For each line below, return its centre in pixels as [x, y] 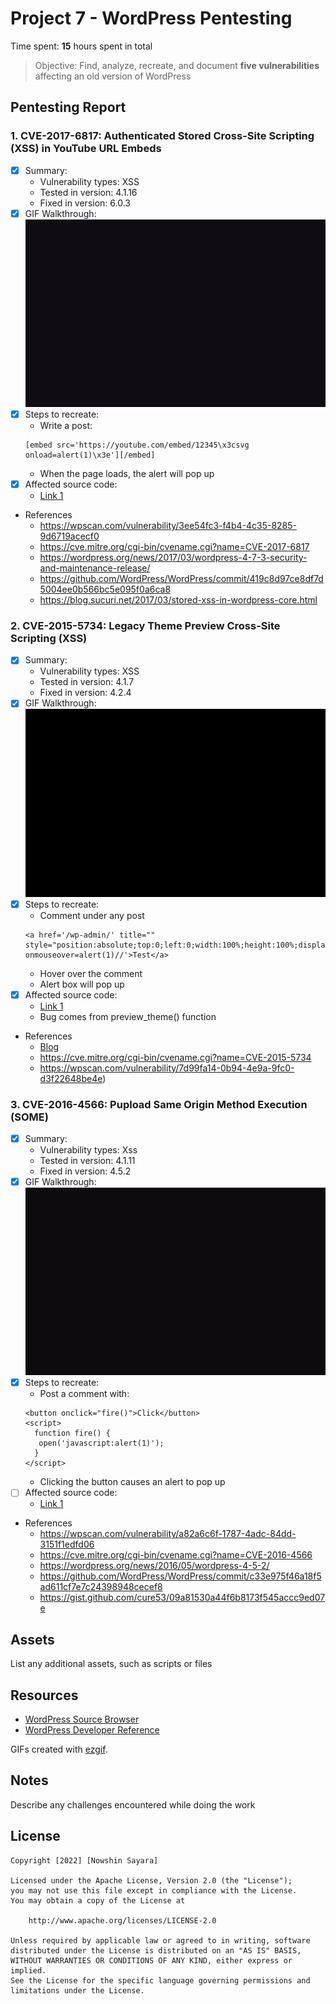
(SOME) [29, 1117]
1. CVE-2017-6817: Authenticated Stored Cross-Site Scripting [162, 136]
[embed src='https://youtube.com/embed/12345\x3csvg [137, 445]
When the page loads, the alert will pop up [127, 473]
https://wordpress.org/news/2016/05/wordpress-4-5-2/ [154, 1566]
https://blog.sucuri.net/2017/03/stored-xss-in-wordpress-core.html [178, 600]
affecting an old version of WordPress [113, 76]
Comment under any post [92, 915]
